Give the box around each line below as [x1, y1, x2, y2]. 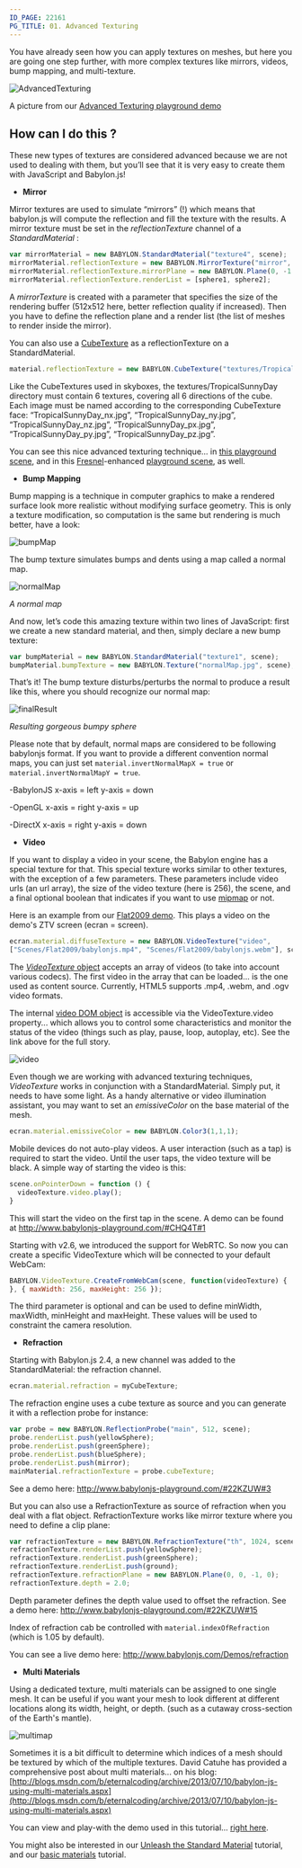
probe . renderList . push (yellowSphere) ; [9, 1434, 155, 1443]
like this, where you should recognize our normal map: [9, 686, 211, 697]
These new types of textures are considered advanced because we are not [9, 150, 288, 161]
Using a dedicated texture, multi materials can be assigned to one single [9, 1684, 277, 1694]
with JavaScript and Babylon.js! [9, 169, 126, 180]
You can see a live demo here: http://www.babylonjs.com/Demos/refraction [9, 1649, 289, 1659]
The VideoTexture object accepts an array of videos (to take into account [9, 961, 280, 972]
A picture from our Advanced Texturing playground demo [9, 100, 222, 111]
